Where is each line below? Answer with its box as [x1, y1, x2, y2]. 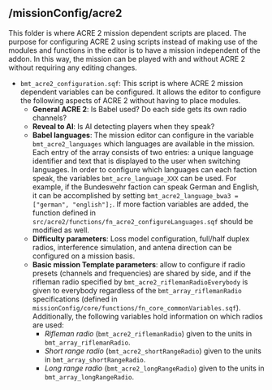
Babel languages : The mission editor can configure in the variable [32, 130, 254, 140]
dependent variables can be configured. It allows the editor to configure [19, 87, 261, 97]
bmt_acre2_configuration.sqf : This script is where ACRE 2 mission [19, 78, 244, 88]
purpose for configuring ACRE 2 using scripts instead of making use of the [8, 37, 258, 46]
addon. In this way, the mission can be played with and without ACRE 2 [8, 54, 246, 63]
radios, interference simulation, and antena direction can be [32, 242, 233, 252]
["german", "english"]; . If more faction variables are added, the [32, 199, 249, 209]
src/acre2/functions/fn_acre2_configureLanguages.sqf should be [32, 216, 253, 226]
